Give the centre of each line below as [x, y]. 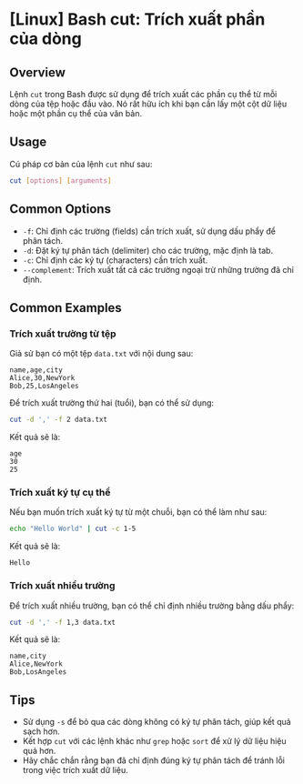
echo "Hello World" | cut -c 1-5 [73, 529]
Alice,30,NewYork [42, 378]
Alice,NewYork [36, 664]
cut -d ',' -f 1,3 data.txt [63, 622]
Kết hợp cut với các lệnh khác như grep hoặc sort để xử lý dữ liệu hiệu [154, 741]
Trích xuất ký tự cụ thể [60, 492]
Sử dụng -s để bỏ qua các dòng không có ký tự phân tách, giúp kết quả [157, 722]
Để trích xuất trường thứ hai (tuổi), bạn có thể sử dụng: [112, 403]
